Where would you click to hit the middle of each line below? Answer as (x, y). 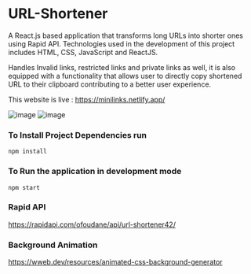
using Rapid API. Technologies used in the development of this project (122, 43)
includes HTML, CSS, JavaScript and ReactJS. (83, 52)
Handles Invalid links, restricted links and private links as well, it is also (122, 67)
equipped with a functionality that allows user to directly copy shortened (125, 76)
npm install (27, 152)
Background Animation (53, 245)
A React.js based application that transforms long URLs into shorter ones (126, 35)
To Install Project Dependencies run (78, 135)
